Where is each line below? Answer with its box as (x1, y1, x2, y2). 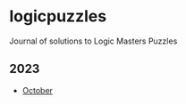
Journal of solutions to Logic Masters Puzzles (9, 36, 178, 46)
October (21, 84, 54, 95)
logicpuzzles (9, 6, 107, 27)
